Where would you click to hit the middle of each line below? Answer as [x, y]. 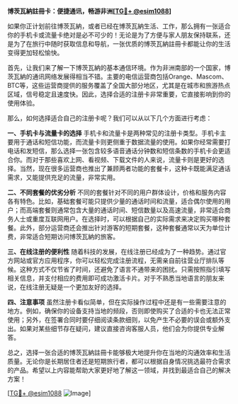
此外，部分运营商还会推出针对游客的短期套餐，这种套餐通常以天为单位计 [125, 228]
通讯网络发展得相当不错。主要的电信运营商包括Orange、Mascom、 [130, 76]
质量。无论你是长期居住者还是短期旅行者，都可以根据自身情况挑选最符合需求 [119, 361]
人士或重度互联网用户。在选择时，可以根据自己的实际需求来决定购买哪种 [119, 219]
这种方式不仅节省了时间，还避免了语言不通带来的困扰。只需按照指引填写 [125, 269]
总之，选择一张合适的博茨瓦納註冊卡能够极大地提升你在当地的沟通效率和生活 [119, 352]
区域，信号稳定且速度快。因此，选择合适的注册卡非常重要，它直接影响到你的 [119, 94]
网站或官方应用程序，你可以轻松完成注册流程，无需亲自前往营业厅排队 [115, 260]
